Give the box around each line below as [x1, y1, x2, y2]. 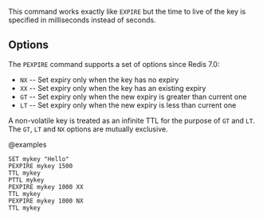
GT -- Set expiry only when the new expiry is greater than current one [19, 92, 247, 101]
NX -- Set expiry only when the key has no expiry [19, 75, 179, 84]
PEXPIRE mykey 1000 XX [8, 183, 84, 191]
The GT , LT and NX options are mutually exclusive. [8, 124, 169, 134]
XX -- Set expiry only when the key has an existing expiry [19, 83, 206, 92]
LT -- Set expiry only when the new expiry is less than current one [19, 100, 237, 110]
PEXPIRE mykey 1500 [8, 162, 73, 170]
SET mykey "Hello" [8, 155, 69, 163]
